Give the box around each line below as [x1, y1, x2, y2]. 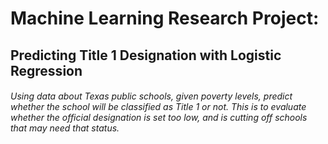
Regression [10, 62, 83, 79]
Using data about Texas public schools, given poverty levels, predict [10, 90, 293, 102]
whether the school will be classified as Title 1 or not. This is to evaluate [10, 101, 307, 113]
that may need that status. [10, 122, 120, 134]
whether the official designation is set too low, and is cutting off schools [10, 112, 308, 124]
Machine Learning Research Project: [10, 7, 320, 30]
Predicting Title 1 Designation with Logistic [10, 47, 282, 64]
